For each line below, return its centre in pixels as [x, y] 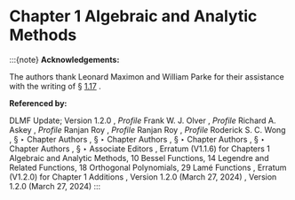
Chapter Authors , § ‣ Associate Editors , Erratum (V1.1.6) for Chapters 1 [140, 149]
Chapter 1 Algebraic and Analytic [133, 16]
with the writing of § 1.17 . [56, 86]
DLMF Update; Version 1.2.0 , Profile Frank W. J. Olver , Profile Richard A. [143, 120]
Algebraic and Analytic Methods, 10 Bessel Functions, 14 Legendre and [139, 158]
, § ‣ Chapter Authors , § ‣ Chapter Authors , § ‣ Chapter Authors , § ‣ [137, 139]
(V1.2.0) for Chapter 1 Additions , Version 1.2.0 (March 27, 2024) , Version [143, 177]
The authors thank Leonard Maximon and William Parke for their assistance [147, 76]
